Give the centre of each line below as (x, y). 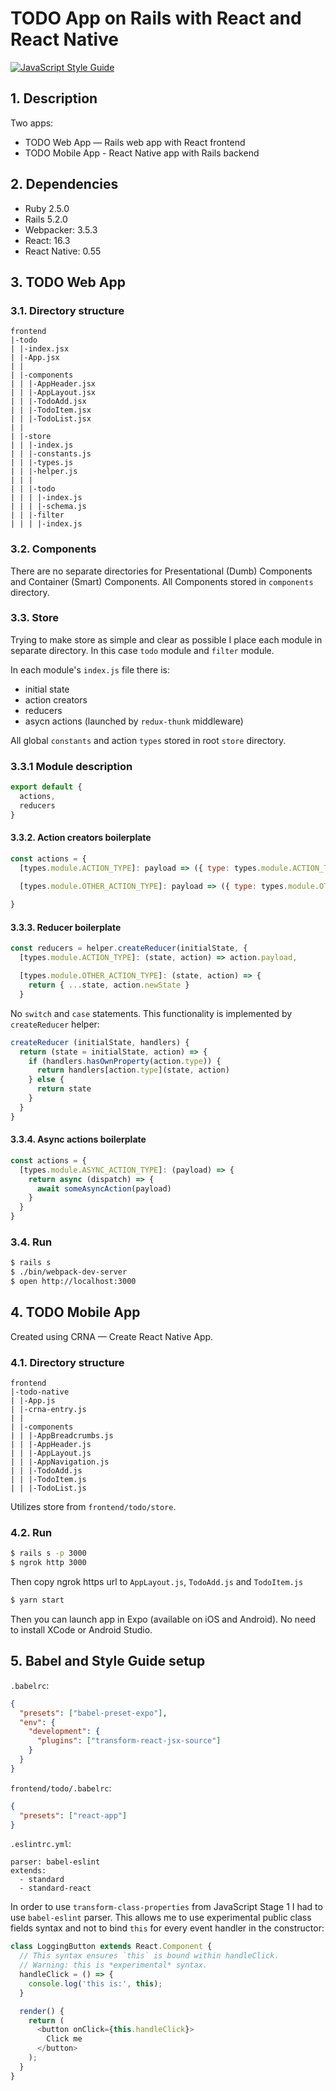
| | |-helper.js (44, 472)
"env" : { (37, 1722)
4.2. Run (31, 1532)
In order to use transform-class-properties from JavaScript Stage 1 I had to (166, 1907)
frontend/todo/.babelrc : (61, 1788)
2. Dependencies (64, 184)
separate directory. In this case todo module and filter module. (142, 650)
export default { (46, 787)
